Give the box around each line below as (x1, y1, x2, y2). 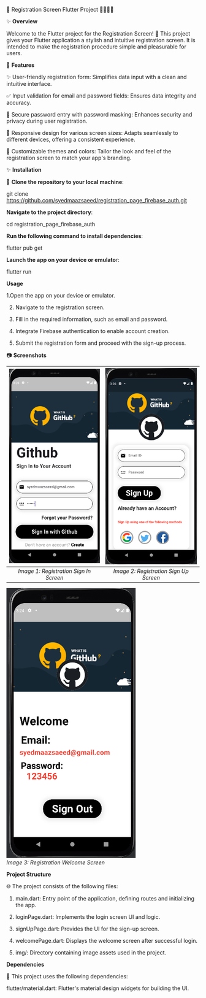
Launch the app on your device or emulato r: (6, 256, 120, 263)
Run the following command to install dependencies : (6, 232, 143, 239)
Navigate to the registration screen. (15, 304, 105, 311)
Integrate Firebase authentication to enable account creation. (15, 328, 170, 334)
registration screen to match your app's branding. (6, 154, 132, 161)
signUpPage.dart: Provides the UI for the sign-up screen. (15, 925, 159, 932)
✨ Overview (6, 18, 38, 25)
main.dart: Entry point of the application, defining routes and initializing (15, 894, 195, 902)
